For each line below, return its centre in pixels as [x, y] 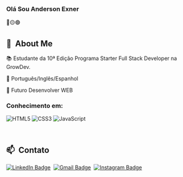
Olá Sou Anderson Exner [43, 9]
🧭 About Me [29, 43]
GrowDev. [19, 67]
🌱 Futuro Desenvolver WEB [40, 90]
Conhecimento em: [35, 106]
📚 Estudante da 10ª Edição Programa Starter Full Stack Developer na [91, 58]
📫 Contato [28, 150]
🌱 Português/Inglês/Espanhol [42, 79]
